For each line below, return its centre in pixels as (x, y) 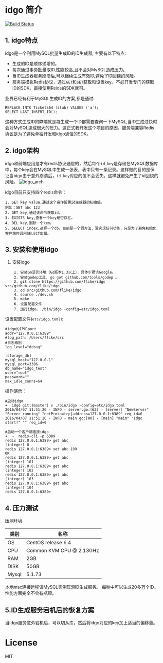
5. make (21, 299)
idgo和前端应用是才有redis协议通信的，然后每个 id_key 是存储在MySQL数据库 (81, 163)
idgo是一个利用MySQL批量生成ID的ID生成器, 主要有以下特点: (65, 53)
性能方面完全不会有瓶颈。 (31, 593)
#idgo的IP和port (21, 329)
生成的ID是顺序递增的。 (36, 64)
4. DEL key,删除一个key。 (29, 223)
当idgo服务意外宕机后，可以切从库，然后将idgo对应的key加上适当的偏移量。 (81, 623)
